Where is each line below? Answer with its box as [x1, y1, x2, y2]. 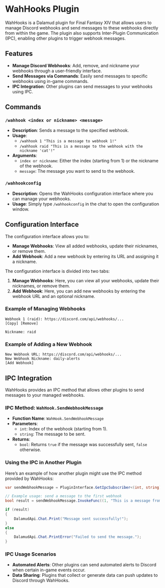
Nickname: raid [5, 329, 36, 334]
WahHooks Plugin [5, 3, 80, 15]
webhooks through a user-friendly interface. [12, 68, 102, 74]
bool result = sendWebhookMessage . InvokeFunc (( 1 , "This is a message [5, 498, 151, 504]
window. [12, 206, 29, 212]
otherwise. [19, 447, 41, 453]
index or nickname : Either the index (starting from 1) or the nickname [19, 158, 159, 164]
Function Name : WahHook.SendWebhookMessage [12, 416, 104, 422]
